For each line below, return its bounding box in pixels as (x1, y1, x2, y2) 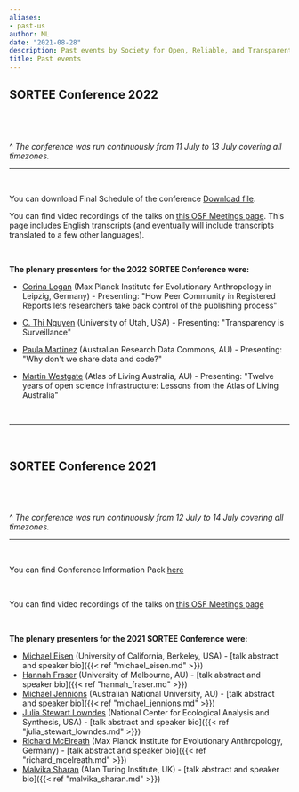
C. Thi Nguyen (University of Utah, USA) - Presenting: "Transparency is (21, 318, 285, 328)
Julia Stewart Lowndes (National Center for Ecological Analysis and (21, 707, 270, 718)
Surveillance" (21, 327, 72, 338)
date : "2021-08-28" (9, 37, 82, 47)
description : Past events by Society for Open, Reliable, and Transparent (9, 46, 293, 55)
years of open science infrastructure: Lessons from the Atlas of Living (21, 380, 279, 392)
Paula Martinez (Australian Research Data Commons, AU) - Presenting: (21, 344, 283, 355)
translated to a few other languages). (9, 230, 145, 240)
